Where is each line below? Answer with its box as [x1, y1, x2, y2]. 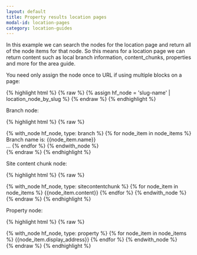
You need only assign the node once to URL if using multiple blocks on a [6, 71, 182, 79]
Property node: [6, 207, 43, 214]
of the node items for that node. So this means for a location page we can [6, 48, 185, 55]
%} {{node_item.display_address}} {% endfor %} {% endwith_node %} [6, 236, 178, 243]
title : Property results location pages [6, 14, 107, 20]
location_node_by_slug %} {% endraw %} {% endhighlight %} [6, 96, 156, 103]
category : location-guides [6, 25, 73, 31]
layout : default [6, 8, 46, 15]
